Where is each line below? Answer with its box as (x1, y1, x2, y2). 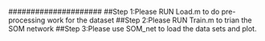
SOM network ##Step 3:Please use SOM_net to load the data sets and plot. (8, 24, 257, 33)
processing (8, 15, 46, 25)
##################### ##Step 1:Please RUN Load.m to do (8, 7, 220, 16)
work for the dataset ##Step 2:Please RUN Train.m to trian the (47, 15, 252, 25)
